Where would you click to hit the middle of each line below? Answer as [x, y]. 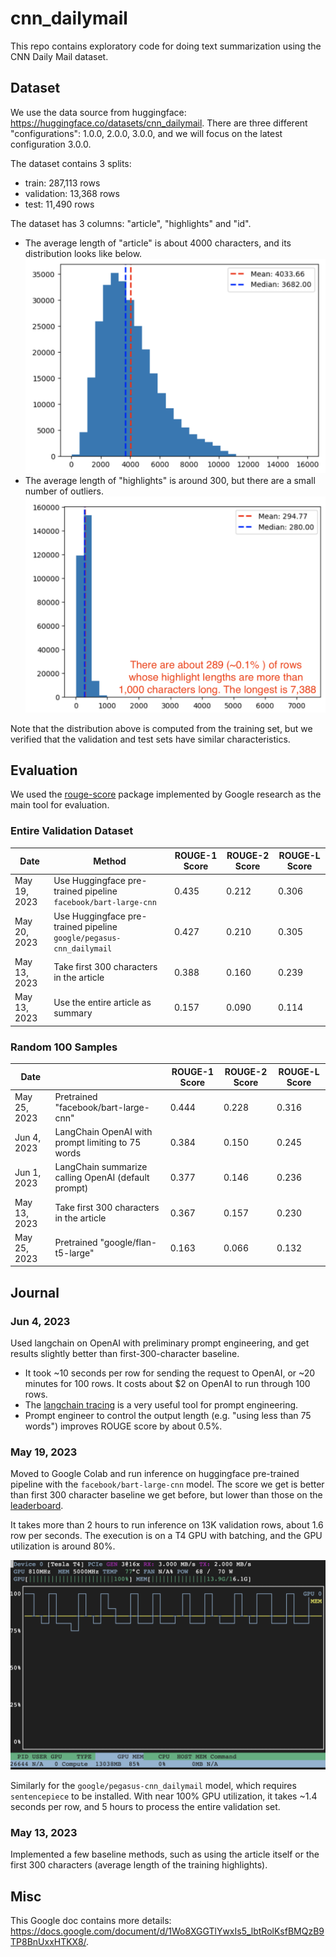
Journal [35, 1292]
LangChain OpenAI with [103, 1132]
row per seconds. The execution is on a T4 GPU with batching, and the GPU [166, 1536]
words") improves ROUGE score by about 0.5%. [123, 1426]
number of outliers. [64, 491]
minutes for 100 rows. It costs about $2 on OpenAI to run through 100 [167, 1383]
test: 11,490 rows [59, 204]
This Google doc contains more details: [91, 1921]
